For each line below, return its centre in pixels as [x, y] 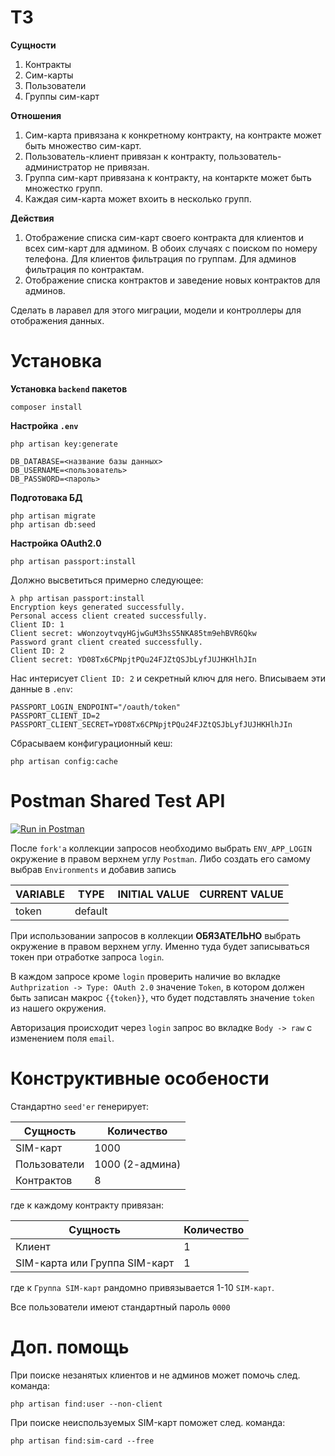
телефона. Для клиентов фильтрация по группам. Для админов [160, 258]
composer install [46, 407]
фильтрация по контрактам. [84, 269]
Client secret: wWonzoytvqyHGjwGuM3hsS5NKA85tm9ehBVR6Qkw [133, 633]
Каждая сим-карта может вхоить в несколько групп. [138, 198]
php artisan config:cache [64, 761]
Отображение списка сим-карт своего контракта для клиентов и [164, 237]
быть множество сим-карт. [83, 145]
